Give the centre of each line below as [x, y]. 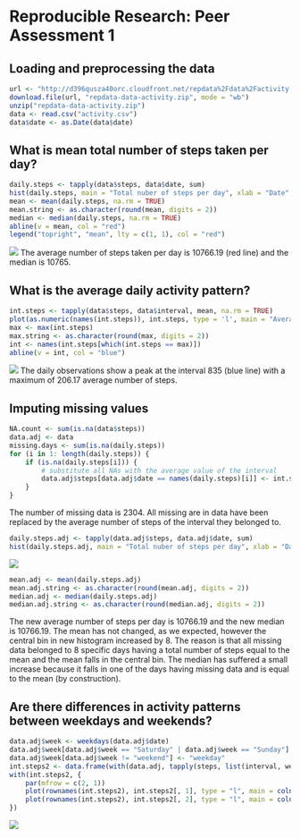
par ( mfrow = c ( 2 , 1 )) [65, 783]
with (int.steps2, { [46, 775]
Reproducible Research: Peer [120, 17]
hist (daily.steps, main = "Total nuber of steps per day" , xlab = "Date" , [151, 193]
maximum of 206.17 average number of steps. [93, 380]
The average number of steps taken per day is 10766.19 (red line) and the [154, 253]
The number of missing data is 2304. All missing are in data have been [139, 512]
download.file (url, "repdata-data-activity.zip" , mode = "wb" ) [129, 97]
